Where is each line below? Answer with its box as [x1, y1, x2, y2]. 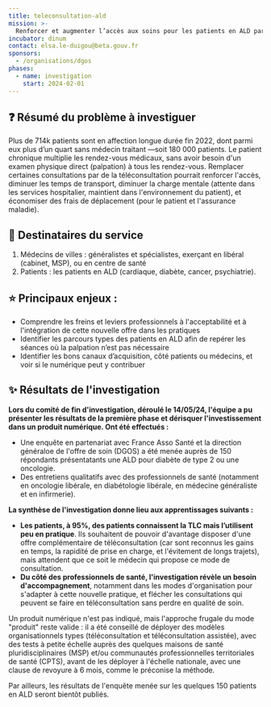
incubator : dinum [8, 34, 67, 43]
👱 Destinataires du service [8, 228, 144, 242]
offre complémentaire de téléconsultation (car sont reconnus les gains [19, 537, 254, 547]
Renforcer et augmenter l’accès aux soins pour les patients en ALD [15, 27, 251, 35]
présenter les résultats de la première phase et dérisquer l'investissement [8, 413, 262, 423]
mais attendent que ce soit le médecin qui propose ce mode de [19, 555, 231, 565]
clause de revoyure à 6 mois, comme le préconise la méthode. [8, 665, 215, 675]
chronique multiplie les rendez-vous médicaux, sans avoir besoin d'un [8, 153, 242, 163]
